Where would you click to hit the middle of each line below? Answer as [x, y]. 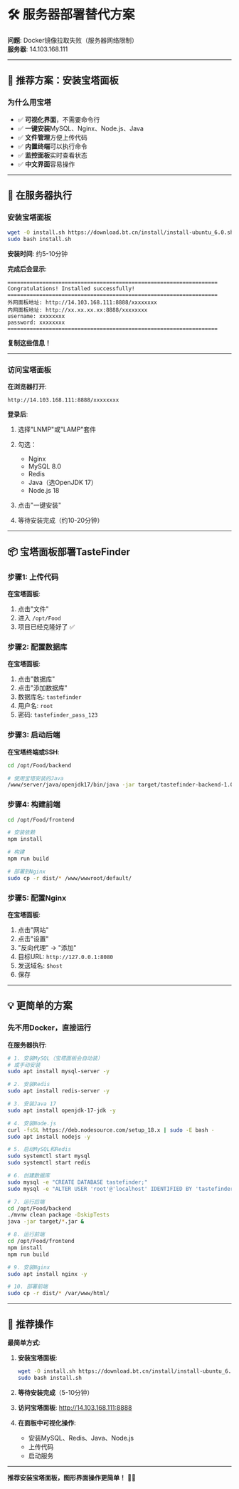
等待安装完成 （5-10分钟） [55, 1392]
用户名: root [35, 706]
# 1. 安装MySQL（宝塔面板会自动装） [55, 1058]
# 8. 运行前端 [26, 1234]
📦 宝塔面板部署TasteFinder [69, 552]
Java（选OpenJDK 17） [63, 483]
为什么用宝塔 [30, 103]
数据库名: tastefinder [49, 697]
